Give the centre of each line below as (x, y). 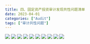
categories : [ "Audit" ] (28, 18)
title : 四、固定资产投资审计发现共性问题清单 (45, 9)
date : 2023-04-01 (22, 14)
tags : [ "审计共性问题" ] (27, 23)
